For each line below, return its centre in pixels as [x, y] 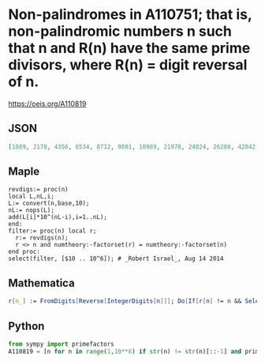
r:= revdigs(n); [42, 238]
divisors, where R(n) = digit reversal [128, 65]
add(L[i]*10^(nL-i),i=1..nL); [58, 217]
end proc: [24, 252]
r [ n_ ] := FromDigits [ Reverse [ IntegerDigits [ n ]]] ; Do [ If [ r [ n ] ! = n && [125, 301]
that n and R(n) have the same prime [129, 48]
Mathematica [41, 283]
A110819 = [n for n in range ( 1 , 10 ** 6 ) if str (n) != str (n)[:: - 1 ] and [125, 351]
